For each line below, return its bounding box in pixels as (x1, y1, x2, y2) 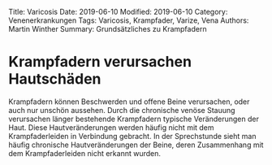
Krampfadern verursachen (8, 53, 192, 72)
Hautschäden (8, 70, 101, 89)
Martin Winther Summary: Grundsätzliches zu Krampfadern (8, 24, 207, 33)
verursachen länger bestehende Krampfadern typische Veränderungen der (8, 114, 260, 124)
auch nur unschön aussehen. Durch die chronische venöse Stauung (8, 105, 235, 115)
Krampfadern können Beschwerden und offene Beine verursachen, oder (8, 97, 250, 106)
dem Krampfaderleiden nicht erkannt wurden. (8, 148, 161, 158)
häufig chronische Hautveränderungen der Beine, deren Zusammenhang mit (8, 140, 264, 150)
